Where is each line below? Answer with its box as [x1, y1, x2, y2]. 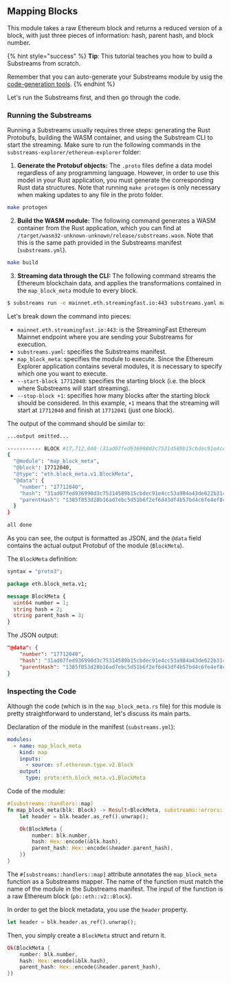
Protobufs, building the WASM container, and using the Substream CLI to [7, 134, 213, 142]
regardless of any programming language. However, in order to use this [16, 169, 219, 177]
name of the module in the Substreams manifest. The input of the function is [7, 884, 223, 893]
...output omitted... [7, 432, 69, 440]
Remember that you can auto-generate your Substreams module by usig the [7, 72, 223, 81]
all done [7, 522, 32, 529]
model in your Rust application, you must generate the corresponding [16, 176, 214, 185]
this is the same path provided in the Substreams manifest [16, 238, 182, 247]
